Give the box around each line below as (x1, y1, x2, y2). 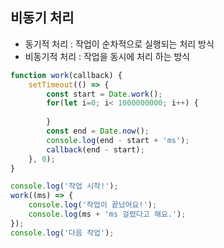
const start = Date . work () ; (46, 89, 163, 99)
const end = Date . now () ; (46, 126, 150, 137)
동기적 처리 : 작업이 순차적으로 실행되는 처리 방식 (24, 38, 215, 50)
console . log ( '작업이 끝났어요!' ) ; (28, 200, 158, 210)
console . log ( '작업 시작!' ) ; (10, 181, 119, 192)
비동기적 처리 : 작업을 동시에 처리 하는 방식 (24, 50, 191, 62)
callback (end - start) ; (46, 144, 145, 155)
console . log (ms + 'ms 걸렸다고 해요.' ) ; (28, 209, 187, 220)
